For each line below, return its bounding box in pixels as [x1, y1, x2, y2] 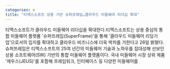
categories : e [5, 7, 36, 13]
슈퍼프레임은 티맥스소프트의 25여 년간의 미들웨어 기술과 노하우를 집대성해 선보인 [5, 45, 164, 51]
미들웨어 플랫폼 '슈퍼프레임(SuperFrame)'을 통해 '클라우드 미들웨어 [10, 33, 145, 39]
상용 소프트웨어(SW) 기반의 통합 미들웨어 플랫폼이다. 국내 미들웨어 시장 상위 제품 [5, 51, 165, 58]
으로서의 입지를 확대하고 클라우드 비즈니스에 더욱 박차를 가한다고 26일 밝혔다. [11, 39, 164, 45]
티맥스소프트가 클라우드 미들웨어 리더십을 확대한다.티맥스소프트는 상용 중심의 [5, 26, 158, 33]
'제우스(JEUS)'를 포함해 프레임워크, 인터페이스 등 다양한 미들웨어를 [5, 58, 138, 64]
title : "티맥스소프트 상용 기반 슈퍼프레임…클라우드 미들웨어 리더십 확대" [5, 12, 139, 17]
